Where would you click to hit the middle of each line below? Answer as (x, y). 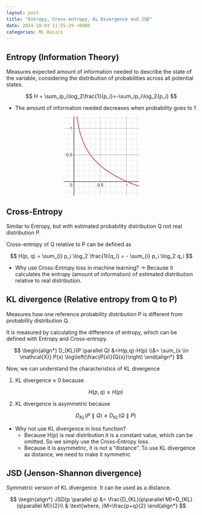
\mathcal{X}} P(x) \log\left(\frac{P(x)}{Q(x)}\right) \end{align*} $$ (101, 357)
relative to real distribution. (48, 280)
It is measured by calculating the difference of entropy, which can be (92, 332)
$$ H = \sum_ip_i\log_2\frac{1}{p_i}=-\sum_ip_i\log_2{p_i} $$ (101, 96)
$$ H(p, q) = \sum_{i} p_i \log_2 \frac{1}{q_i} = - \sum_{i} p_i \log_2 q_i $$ (101, 256)
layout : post (23, 13)
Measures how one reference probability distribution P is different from (94, 314)
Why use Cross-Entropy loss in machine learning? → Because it (94, 268)
